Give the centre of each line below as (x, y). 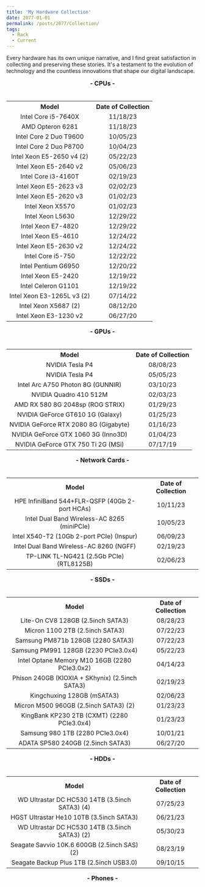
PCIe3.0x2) (74, 668)
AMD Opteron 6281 (49, 126)
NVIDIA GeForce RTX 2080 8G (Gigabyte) (70, 425)
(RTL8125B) (75, 564)
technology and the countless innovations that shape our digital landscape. (101, 71)
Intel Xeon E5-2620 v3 (50, 196)
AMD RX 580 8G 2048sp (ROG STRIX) (70, 405)
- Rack (20, 35)
